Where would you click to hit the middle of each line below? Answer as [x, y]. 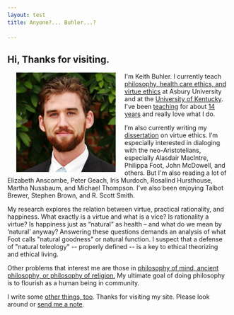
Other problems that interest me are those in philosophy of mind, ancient [113, 268]
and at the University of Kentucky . [174, 99]
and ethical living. [33, 254]
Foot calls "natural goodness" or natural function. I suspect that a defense [115, 239]
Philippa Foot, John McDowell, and [175, 166]
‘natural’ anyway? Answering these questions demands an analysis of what [117, 232]
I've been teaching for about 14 [170, 107]
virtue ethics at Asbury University [173, 91]
